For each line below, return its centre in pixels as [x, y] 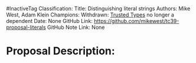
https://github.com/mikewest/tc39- [136, 21]
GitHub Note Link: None [76, 27]
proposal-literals [26, 27]
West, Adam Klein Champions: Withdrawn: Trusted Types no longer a [90, 15]
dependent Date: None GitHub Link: [50, 21]
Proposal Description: [61, 51]
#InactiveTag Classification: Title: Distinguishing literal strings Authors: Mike [98, 9]
